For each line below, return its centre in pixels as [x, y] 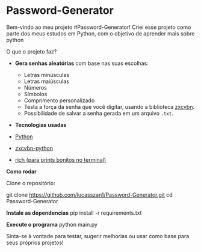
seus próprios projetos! [35, 242]
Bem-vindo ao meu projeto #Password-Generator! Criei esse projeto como [99, 27]
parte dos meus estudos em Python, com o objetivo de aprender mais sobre [100, 33]
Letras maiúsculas [46, 81]
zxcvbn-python [34, 148]
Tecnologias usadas [41, 124]
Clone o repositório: [31, 183]
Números [35, 87]
